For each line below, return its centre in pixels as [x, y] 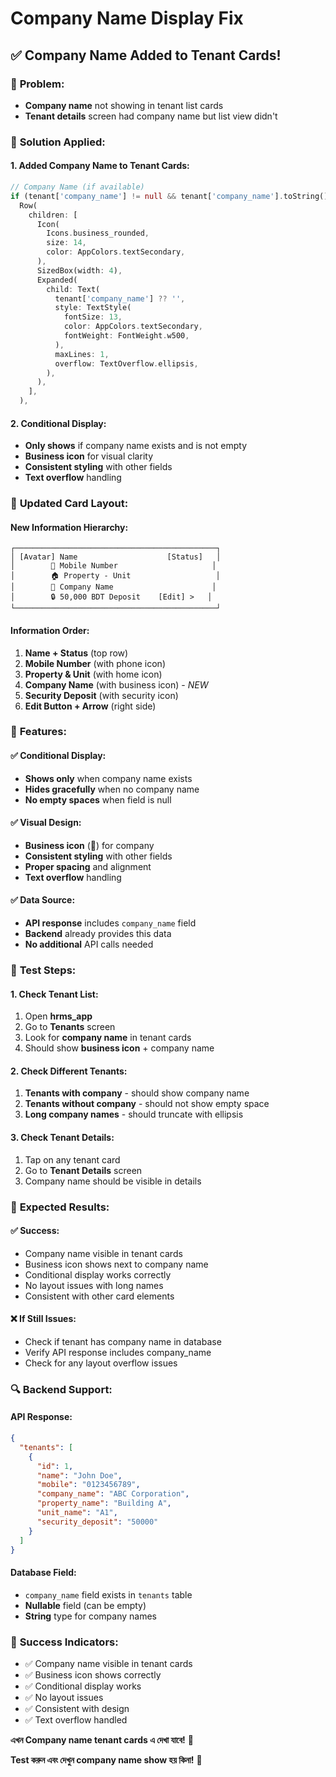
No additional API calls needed [89, 944]
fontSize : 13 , [93, 317]
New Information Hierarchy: [69, 527]
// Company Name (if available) [77, 187]
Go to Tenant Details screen [83, 1170]
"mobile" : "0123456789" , [88, 1485]
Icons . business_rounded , [98, 233]
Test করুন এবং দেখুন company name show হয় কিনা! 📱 [106, 1759]
